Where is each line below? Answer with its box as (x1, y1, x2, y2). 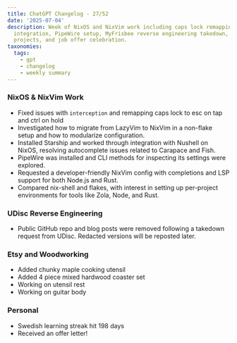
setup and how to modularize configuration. (17, 131, 145, 139)
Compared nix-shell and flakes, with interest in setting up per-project (17, 183, 219, 192)
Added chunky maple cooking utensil (17, 266, 126, 274)
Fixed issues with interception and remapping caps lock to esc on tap (17, 108, 223, 117)
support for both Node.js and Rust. (17, 175, 119, 184)
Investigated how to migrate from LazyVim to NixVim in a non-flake (17, 123, 213, 132)
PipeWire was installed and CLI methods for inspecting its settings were (17, 153, 226, 162)
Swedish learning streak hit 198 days (17, 321, 125, 330)
